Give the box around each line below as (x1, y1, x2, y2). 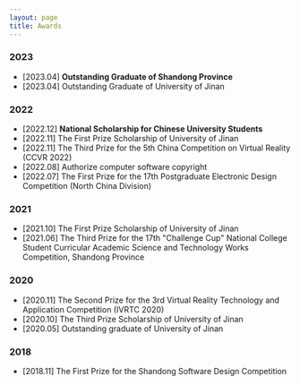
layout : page (9, 13, 58, 22)
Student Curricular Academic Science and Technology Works (21, 243, 249, 253)
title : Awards (9, 21, 63, 30)
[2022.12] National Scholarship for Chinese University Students (21, 124, 263, 134)
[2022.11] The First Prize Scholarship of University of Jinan (21, 133, 239, 144)
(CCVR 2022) (21, 152, 73, 163)
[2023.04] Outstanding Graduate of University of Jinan (21, 81, 226, 91)
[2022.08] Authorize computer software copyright (21, 162, 208, 173)
